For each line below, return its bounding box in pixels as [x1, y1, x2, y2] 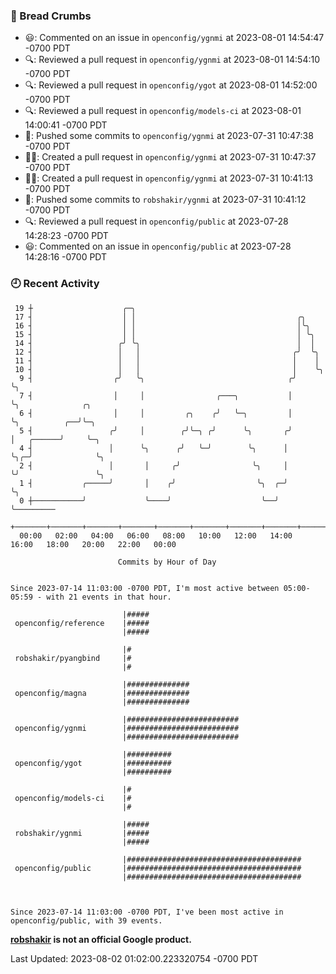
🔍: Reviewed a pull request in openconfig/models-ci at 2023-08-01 [24, 105, 302, 117]
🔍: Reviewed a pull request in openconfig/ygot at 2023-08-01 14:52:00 [24, 79, 318, 91]
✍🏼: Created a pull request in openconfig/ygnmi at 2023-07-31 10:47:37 [24, 151, 317, 163]
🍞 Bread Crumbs [10, 9, 92, 23]
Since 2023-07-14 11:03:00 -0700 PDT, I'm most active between [10, 583, 280, 593]
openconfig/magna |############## [14, 688, 190, 698]
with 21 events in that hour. [46, 592, 172, 602]
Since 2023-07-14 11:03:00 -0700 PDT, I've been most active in [10, 907, 284, 917]
